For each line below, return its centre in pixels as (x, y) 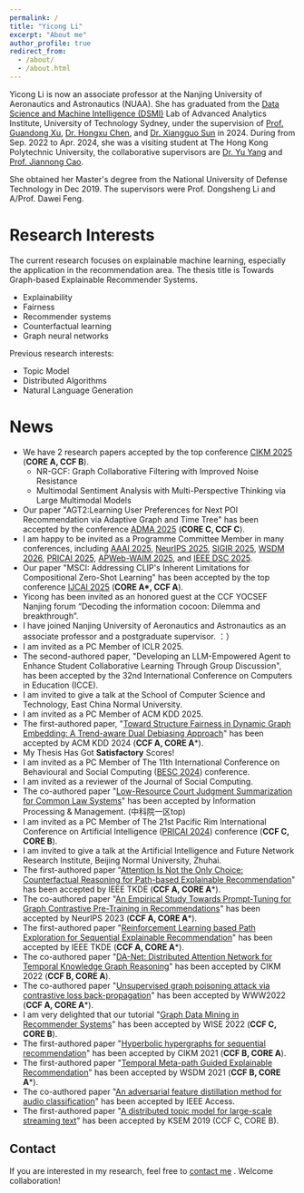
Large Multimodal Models (83, 500)
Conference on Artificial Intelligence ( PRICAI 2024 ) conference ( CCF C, (156, 831)
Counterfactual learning (67, 326)
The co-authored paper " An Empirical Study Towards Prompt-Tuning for (157, 898)
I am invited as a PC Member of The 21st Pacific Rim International (145, 821)
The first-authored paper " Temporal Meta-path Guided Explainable (147, 1062)
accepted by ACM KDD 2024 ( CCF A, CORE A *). (113, 743)
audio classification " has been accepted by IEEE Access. (129, 1101)
